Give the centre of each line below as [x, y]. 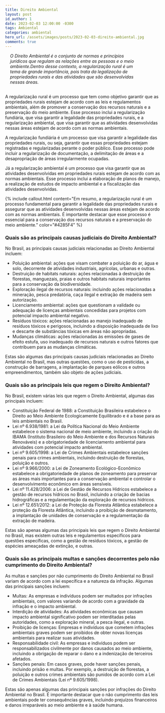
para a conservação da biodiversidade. [52, 284]
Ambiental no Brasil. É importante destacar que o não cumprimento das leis [82, 694]
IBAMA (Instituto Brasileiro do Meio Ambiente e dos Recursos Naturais [83, 437]
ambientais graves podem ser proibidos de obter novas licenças [77, 633]
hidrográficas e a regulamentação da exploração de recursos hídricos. [83, 500]
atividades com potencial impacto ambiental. [58, 448]
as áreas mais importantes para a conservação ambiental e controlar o [84, 479]
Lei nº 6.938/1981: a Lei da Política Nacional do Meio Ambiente [76, 426]
